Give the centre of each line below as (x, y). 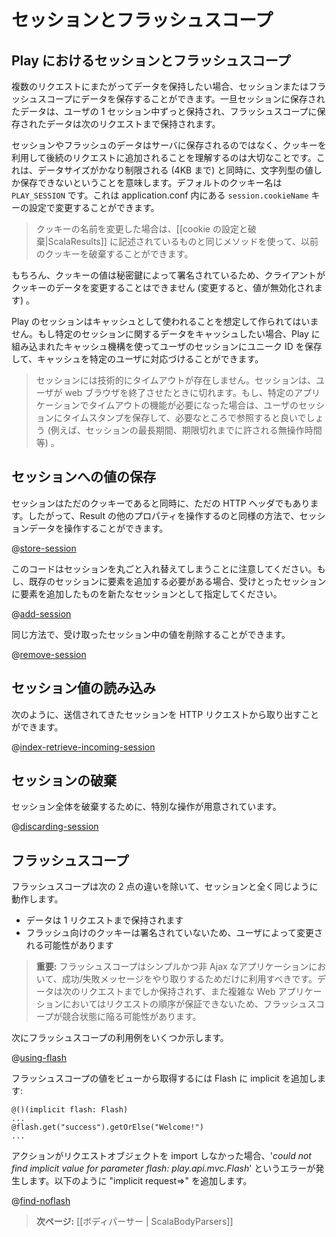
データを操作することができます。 (98, 528)
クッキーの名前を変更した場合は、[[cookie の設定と (141, 229)
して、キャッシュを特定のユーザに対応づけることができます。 (137, 359)
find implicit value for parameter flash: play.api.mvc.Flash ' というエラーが (163, 1168)
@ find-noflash (41, 1201)
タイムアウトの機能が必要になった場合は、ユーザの (193, 405)
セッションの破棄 (64, 781)
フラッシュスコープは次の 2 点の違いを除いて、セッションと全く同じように (165, 887)
